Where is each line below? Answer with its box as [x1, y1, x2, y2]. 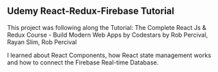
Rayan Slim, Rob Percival [7, 37, 77, 46]
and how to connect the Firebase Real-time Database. [7, 58, 159, 67]
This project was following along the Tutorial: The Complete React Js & [7, 23, 206, 31]
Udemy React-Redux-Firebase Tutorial [7, 5, 174, 17]
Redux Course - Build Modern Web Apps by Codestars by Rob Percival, [7, 31, 208, 39]
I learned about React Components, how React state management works [7, 51, 212, 59]
